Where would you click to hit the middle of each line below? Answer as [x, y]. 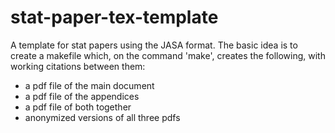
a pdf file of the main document [89, 85]
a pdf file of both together [78, 107]
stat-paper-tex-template [114, 17]
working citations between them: [78, 66]
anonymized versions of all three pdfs [102, 117]
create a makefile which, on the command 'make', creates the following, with [168, 55]
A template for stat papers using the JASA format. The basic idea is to [154, 45]
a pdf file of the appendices [82, 96]
